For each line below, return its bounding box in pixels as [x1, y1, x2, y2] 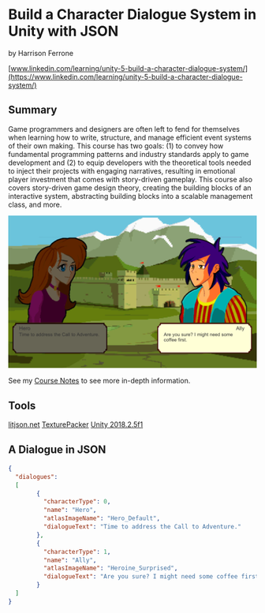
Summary [8, 103, 58, 117]
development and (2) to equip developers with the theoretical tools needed [8, 158, 252, 167]
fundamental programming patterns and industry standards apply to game [8, 149, 249, 159]
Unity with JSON [8, 22, 119, 40]
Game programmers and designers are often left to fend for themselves [8, 124, 241, 133]
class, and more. [8, 200, 62, 209]
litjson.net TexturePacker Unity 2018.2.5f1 [8, 420, 144, 429]
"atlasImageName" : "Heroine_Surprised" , [43, 564, 178, 573]
